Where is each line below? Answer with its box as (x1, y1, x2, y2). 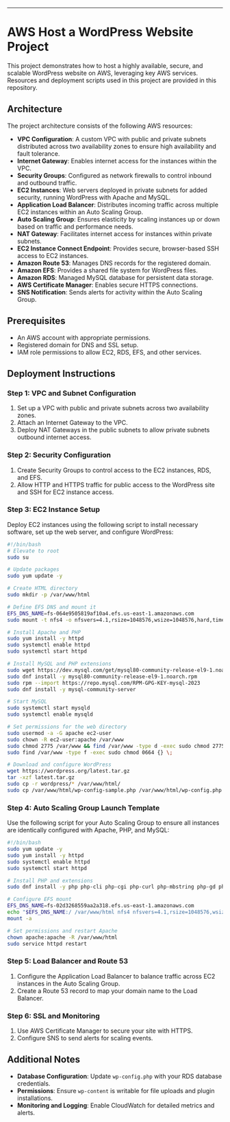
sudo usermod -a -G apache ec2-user (7, 729, 112, 736)
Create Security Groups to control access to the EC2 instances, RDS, (16, 466, 212, 474)
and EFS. (16, 473, 43, 481)
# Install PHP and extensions (7, 877, 94, 884)
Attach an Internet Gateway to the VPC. (16, 419, 128, 427)
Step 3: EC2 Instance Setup (7, 505, 101, 515)
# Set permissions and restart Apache (7, 927, 118, 934)
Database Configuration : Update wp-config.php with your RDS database (16, 1072, 222, 1080)
